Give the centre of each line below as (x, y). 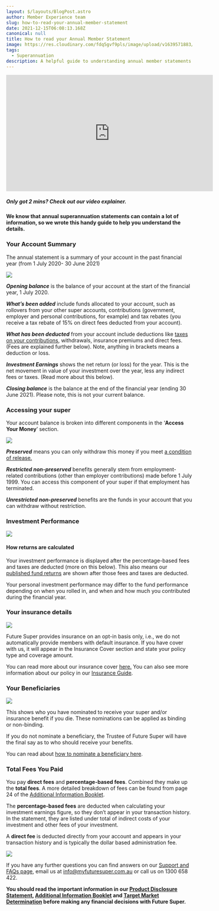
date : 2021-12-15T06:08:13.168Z (46, 28)
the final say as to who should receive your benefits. (70, 743)
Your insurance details (39, 612)
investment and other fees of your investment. (62, 825)
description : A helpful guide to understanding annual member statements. (100, 61)
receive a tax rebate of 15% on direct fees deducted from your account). (94, 322)
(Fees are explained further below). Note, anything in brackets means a (93, 346)
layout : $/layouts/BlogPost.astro (49, 12)
